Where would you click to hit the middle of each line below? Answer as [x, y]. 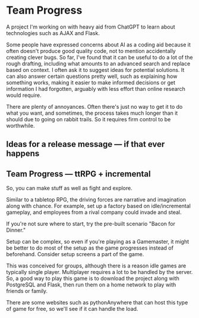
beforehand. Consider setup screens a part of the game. [75, 254]
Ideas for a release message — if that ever [86, 144]
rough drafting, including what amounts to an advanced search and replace [98, 64]
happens [23, 154]
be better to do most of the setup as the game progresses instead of [90, 248]
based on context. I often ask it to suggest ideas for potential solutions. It [95, 70]
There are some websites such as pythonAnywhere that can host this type [97, 303]
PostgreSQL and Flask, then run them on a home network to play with [91, 285]
